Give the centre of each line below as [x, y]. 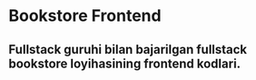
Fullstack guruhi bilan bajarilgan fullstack [128, 50]
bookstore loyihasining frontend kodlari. [125, 63]
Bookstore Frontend [85, 16]
